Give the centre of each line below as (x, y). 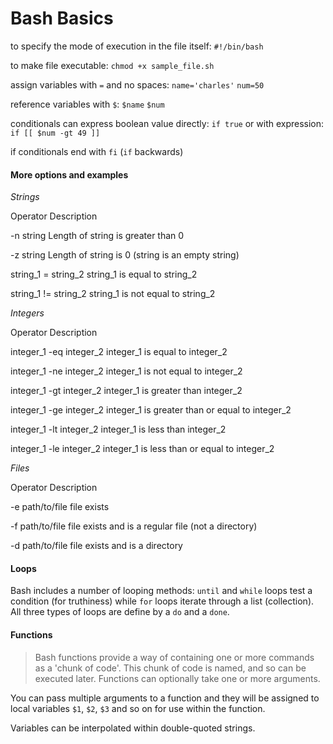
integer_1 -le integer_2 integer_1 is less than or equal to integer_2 (142, 449)
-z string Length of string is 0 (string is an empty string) (125, 255)
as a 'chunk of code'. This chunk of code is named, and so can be (170, 668)
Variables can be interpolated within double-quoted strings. (133, 728)
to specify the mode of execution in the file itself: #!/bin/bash (137, 46)
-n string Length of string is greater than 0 (97, 236)
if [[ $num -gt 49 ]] (55, 133)
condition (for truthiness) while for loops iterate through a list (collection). (162, 601)
